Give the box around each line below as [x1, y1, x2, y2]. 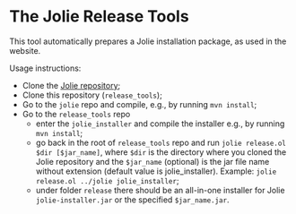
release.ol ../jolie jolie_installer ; [35, 175, 179, 185]
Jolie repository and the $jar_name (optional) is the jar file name [35, 156, 270, 167]
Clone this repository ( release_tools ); [22, 90, 163, 100]
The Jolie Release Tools [9, 6, 190, 27]
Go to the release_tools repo [22, 108, 131, 119]
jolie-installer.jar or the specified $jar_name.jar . [35, 194, 231, 205]
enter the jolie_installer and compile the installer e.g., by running [35, 118, 285, 129]
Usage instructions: [9, 63, 82, 73]
